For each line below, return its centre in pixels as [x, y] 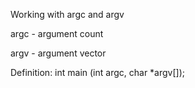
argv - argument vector [58, 53]
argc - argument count [57, 33]
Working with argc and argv [67, 14]
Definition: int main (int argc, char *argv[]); [98, 72]
